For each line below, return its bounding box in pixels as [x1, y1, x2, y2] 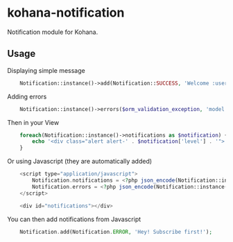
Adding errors [7, 92, 47, 101]
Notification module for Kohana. [7, 28, 98, 36]
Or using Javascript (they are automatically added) [7, 157, 153, 166]
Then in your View [7, 118, 60, 126]
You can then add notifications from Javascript [7, 215, 141, 223]
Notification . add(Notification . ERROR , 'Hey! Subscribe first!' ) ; [19, 228, 213, 235]
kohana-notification [7, 5, 125, 21]
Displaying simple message [7, 66, 85, 74]
